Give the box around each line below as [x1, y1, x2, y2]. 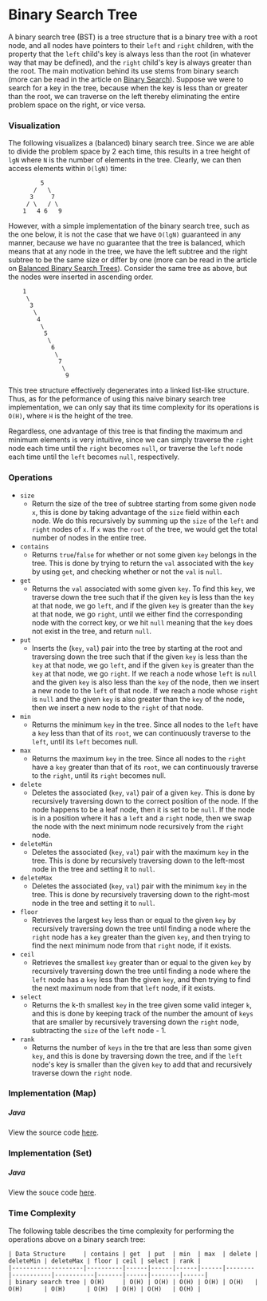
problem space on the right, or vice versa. [8, 100, 146, 110]
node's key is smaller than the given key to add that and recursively [31, 1060, 253, 1069]
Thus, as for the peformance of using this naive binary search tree [8, 394, 226, 404]
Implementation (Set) [8, 1147, 92, 1159]
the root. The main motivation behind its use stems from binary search [8, 66, 239, 75]
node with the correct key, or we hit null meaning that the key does [31, 617, 253, 627]
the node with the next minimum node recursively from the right [31, 821, 245, 831]
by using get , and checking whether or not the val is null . [31, 566, 222, 577]
